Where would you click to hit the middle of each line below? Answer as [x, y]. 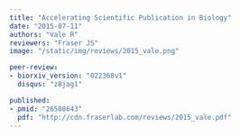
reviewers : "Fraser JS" [54, 43]
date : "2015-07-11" [46, 26]
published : [30, 100]
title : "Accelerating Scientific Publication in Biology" [120, 18]
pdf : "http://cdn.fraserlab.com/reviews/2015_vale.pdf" [125, 117]
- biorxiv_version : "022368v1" [68, 76]
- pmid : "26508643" [46, 109]
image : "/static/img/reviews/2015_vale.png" [94, 51]
